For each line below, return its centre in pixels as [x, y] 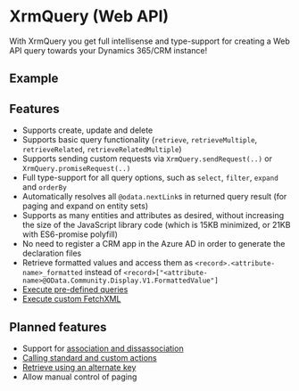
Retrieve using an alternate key [79, 367]
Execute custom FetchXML [71, 299]
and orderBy [44, 187]
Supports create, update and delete [87, 130]
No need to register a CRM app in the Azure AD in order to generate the [154, 244]
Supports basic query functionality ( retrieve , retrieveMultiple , [140, 140]
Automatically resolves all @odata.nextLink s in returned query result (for [154, 197]
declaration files [52, 253]
